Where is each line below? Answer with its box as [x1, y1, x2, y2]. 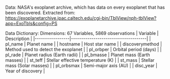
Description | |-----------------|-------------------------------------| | [5, 35, 151, 42]
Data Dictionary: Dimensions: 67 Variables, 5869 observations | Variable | [5, 30, 159, 36]
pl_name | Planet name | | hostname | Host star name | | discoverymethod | [5, 41, 162, 47]
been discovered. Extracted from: [5, 10, 76, 16]
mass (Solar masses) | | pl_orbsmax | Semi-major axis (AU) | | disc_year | [5, 63, 157, 68]
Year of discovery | [5, 68, 45, 74]
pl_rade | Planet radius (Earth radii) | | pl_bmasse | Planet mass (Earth [5, 52, 151, 58]
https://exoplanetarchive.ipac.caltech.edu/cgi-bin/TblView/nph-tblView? [5, 15, 157, 21]
